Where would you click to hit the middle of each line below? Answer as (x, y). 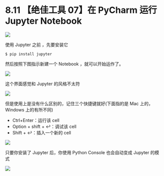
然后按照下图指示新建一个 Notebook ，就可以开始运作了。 (64, 64)
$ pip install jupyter (29, 54)
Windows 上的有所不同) (29, 110)
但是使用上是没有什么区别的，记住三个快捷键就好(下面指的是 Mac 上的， (79, 103)
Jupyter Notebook (43, 21)
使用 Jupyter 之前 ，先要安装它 (37, 45)
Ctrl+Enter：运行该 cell (36, 120)
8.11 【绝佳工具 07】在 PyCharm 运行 (81, 10)
